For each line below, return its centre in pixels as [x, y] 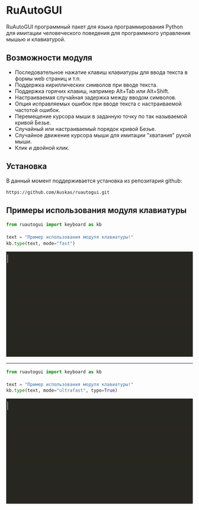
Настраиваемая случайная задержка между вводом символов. [95, 97]
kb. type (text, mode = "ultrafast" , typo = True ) [62, 391]
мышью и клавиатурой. [36, 39]
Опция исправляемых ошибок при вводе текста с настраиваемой [98, 104]
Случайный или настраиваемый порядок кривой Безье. [85, 129]
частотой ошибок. [37, 110]
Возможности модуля [49, 58]
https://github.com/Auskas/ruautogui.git [58, 192]
